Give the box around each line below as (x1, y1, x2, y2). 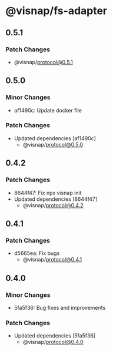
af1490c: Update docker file (14, 107, 82, 114)
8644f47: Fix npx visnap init (14, 189, 82, 196)
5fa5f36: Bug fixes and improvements (14, 304, 106, 311)
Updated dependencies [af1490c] (14, 134, 97, 142)
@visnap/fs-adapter (5, 4, 108, 18)
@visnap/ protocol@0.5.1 (14, 58, 73, 65)
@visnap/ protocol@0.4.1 (22, 256, 82, 263)
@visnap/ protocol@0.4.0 (22, 339, 84, 346)
